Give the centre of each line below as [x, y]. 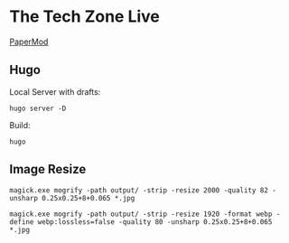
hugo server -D [38, 108]
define [22, 222]
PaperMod [29, 42]
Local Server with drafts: [55, 91]
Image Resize [48, 169]
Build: [20, 125]
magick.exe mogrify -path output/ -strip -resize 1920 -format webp [141, 214]
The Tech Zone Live [85, 17]
